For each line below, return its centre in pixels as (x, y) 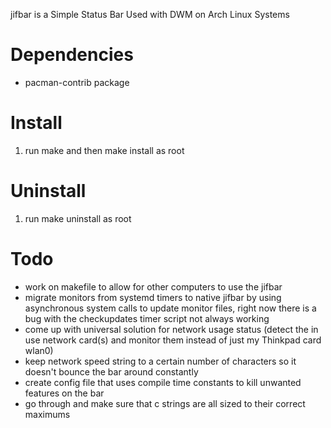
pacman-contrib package (77, 82)
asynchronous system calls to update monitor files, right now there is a (170, 308)
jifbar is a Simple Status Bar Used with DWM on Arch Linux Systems (150, 14)
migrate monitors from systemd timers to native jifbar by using (153, 297)
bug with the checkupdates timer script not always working (147, 318)
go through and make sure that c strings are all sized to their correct (165, 403)
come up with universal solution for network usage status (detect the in (171, 329)
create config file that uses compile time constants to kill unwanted (163, 382)
